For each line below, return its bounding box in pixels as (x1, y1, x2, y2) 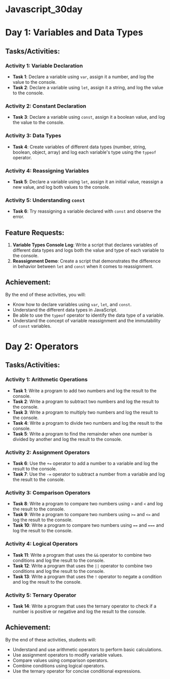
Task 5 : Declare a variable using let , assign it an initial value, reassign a (12, 179, 163, 185)
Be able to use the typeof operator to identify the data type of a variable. (12, 312, 164, 318)
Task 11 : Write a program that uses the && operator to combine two (12, 552, 152, 558)
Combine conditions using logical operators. (12, 662, 106, 668)
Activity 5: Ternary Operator (5, 591, 77, 598)
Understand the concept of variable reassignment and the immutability (12, 317, 161, 323)
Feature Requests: (5, 228, 64, 237)
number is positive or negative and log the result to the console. (12, 608, 146, 615)
